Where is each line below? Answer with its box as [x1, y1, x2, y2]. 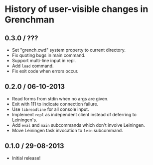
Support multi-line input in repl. [11, 58, 76, 63]
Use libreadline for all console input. [11, 106, 89, 112]
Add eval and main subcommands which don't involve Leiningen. [11, 122, 145, 128]
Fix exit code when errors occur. [11, 68, 79, 74]
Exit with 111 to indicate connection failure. [11, 101, 99, 107]
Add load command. [11, 63, 54, 69]
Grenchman [4, 14, 54, 25]
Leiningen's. [11, 117, 37, 123]
